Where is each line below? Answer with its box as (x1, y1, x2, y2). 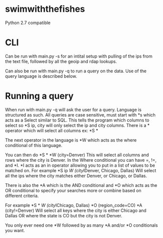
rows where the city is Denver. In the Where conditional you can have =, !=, (5, 157, 157, 163)
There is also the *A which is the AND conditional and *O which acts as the (5, 182, 158, 188)
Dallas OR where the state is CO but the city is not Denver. (5, 212, 122, 218)
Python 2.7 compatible (5, 20, 51, 26)
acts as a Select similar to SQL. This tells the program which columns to (5, 117, 149, 123)
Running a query (5, 90, 74, 102)
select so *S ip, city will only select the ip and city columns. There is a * (5, 122, 150, 128)
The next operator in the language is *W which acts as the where (5, 137, 137, 143)
